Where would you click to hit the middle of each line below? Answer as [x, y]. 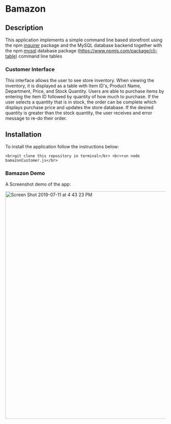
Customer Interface [30, 69]
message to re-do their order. [36, 118]
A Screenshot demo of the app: [38, 184]
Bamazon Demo [25, 173]
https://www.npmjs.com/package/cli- [118, 51]
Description [24, 28]
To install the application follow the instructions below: [62, 147]
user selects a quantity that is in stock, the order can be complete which [81, 102]
